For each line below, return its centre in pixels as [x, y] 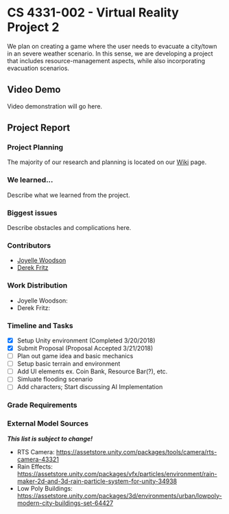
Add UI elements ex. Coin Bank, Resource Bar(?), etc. [92, 371]
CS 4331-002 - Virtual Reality [93, 13]
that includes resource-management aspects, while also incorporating [106, 60]
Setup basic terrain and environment [69, 364]
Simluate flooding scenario [55, 379]
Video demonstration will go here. [55, 106]
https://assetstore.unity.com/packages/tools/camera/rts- [136, 452]
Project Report [39, 128]
